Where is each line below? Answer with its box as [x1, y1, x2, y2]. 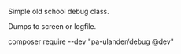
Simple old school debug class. [8, 7, 109, 16]
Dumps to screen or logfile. [8, 22, 97, 31]
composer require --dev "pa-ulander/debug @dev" [8, 37, 175, 46]
